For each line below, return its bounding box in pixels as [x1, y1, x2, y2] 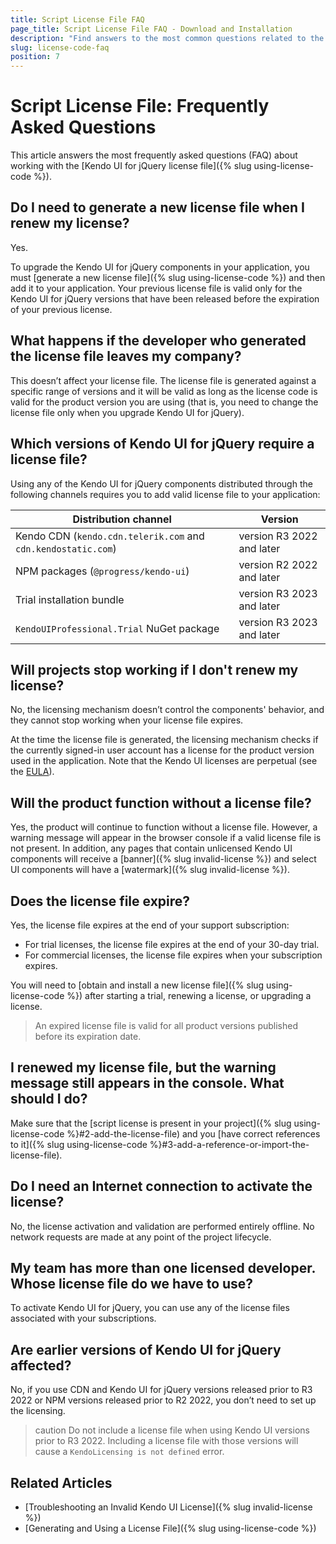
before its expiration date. [34, 1030, 142, 1042]
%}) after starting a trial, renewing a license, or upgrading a [66, 989, 312, 1001]
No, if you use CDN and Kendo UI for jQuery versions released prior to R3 [10, 1384, 313, 1396]
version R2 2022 [238, 557, 318, 571]
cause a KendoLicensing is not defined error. [34, 1446, 225, 1458]
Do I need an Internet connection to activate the [10, 1178, 313, 1195]
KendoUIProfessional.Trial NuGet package [15, 621, 220, 635]
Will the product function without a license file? [10, 794, 312, 811]
